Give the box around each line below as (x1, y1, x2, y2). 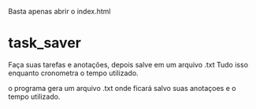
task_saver (8, 35, 81, 52)
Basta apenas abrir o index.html (8, 7, 111, 16)
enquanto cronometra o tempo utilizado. (8, 68, 139, 78)
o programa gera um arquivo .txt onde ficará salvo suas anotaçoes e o (8, 83, 236, 93)
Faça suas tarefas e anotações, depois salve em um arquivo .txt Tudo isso (8, 60, 249, 69)
